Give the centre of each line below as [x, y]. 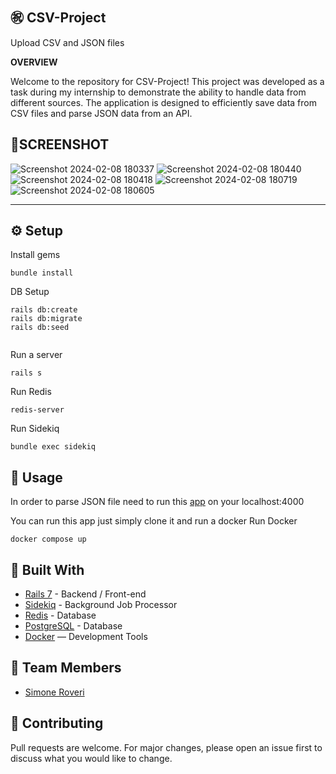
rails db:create [44, 310]
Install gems [35, 255]
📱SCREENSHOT [60, 144]
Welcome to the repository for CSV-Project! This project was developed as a [167, 81]
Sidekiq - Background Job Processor [101, 605]
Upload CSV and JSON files [67, 42]
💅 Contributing [57, 723]
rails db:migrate [46, 319]
